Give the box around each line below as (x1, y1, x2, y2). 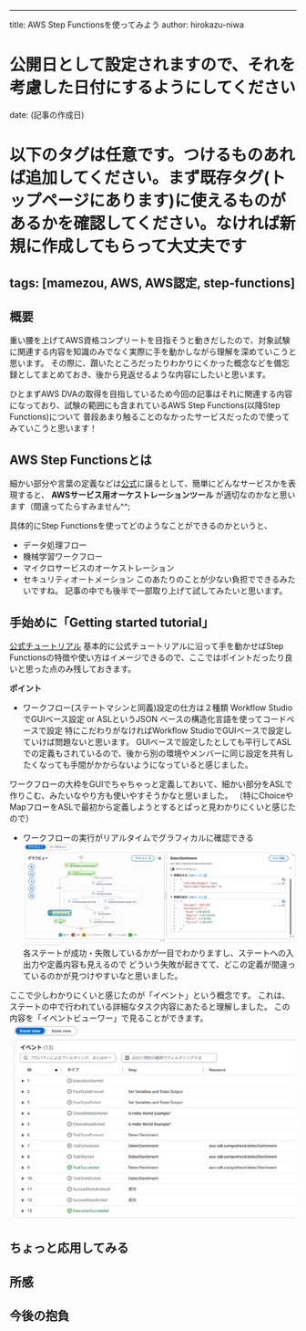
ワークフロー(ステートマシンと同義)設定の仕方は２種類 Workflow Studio (22, 702, 293, 713)
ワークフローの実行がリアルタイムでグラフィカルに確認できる (22, 832, 254, 843)
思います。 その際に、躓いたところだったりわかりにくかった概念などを (9, 358, 274, 369)
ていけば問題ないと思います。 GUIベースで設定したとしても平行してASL (22, 736, 292, 747)
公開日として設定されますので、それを (9, 55, 296, 76)
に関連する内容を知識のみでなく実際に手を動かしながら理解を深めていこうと (9, 346, 297, 357)
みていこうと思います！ (9, 423, 97, 434)
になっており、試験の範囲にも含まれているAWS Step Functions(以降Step (9, 400, 280, 411)
